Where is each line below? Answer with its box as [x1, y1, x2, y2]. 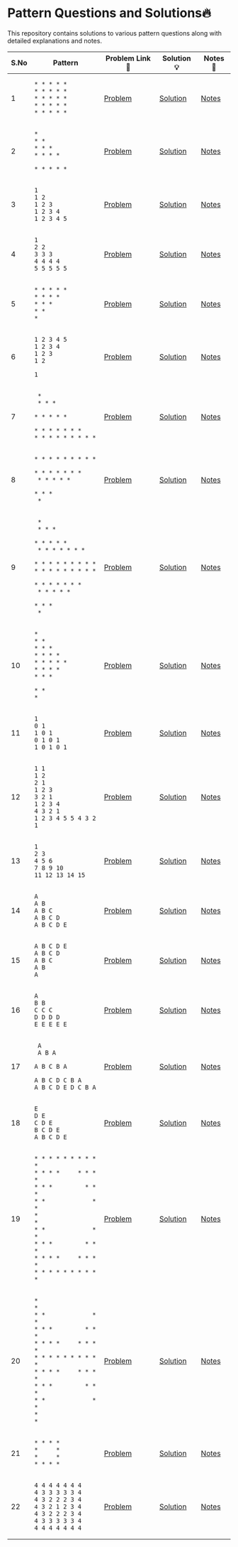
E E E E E [34, 1020, 67, 1028]
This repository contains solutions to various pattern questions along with [7, 28, 222, 37]
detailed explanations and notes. [7, 36, 103, 45]
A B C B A [34, 1062, 67, 1070]
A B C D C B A [34, 1076, 82, 1084]
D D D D [34, 1013, 60, 1021]
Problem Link [105, 53, 151, 63]
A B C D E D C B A [34, 1083, 96, 1091]
